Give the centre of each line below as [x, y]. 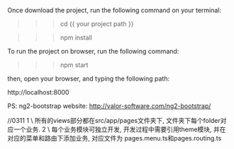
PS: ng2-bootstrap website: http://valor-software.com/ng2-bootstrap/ [109, 106]
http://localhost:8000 [38, 92]
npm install [76, 37]
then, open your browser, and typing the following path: [89, 78]
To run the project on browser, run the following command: [93, 51]
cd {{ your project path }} [97, 24]
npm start [74, 65]
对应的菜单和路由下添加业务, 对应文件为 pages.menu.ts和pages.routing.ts [115, 138]
